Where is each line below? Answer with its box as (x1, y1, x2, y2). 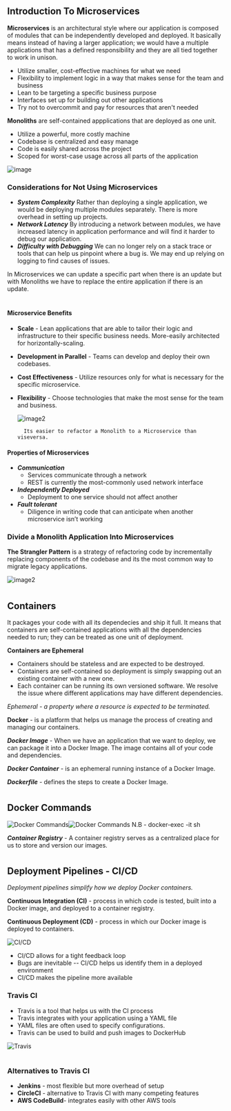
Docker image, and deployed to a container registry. (7, 904, 155, 912)
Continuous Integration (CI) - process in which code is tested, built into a (7, 897, 217, 905)
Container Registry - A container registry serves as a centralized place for (7, 834, 219, 842)
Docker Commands (7, 802, 92, 814)
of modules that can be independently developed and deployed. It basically (7, 31, 221, 39)
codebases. (17, 359, 51, 368)
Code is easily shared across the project (17, 144, 132, 152)
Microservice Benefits (7, 309, 72, 317)
